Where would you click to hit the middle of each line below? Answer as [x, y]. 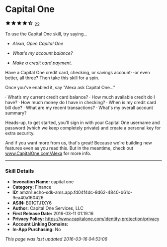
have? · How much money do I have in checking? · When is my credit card [81, 102]
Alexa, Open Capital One [38, 43]
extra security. [20, 133]
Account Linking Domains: [40, 224]
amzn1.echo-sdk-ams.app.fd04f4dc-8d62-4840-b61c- [76, 192]
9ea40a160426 [28, 198]
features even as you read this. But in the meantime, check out [69, 148]
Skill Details [20, 171]
